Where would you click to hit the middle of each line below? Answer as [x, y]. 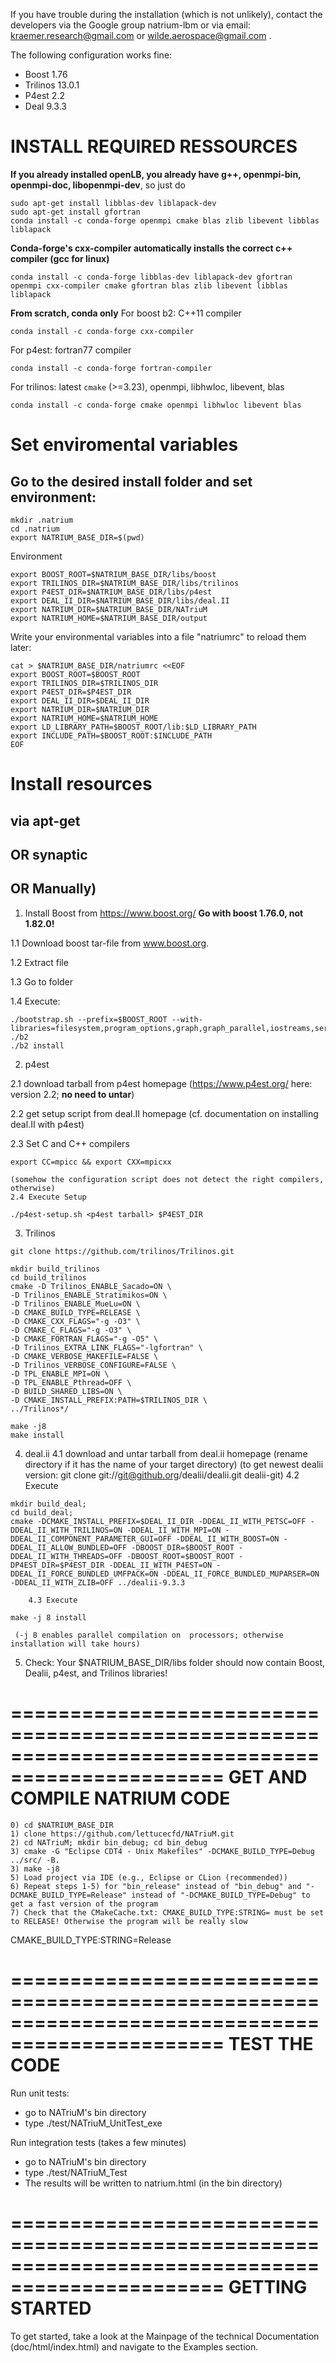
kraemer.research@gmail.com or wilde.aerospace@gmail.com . [141, 35]
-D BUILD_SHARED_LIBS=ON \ [66, 1391]
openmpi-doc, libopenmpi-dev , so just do [98, 185]
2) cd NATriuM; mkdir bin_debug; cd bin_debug [109, 1842]
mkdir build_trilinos [55, 1269]
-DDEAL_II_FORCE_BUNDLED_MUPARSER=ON [241, 1574]
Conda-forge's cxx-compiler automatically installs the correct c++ [151, 248]
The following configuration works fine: [91, 55]
